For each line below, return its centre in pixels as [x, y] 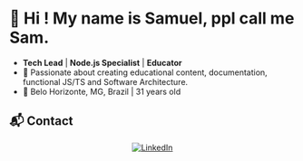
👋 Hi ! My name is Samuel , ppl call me [152, 19]
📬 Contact [41, 121]
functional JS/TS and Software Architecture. [105, 81]
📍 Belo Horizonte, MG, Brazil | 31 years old [102, 91]
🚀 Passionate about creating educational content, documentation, [145, 72]
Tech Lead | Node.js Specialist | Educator [103, 62]
